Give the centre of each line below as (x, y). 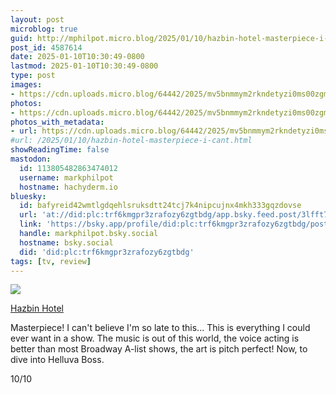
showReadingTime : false (60, 150)
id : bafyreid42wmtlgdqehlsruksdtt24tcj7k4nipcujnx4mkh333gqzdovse (160, 206)
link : (31, 224)
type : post (33, 76)
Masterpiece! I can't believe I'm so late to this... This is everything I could (160, 328)
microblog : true (44, 29)
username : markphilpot (66, 177)
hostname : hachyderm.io (68, 187)
